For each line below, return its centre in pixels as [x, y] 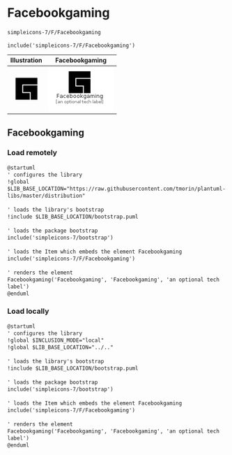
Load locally [28, 311]
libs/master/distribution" [46, 196]
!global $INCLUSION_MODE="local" [56, 340]
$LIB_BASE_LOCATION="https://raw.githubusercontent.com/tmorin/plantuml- [117, 189]
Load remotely [32, 152]
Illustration [26, 60]
